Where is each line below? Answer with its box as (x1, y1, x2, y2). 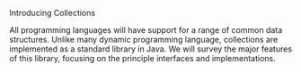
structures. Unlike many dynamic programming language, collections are (9, 35, 279, 44)
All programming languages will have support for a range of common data (9, 25, 283, 35)
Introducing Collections (9, 8, 96, 18)
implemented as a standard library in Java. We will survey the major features (9, 44, 293, 54)
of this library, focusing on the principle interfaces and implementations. (9, 53, 276, 63)
